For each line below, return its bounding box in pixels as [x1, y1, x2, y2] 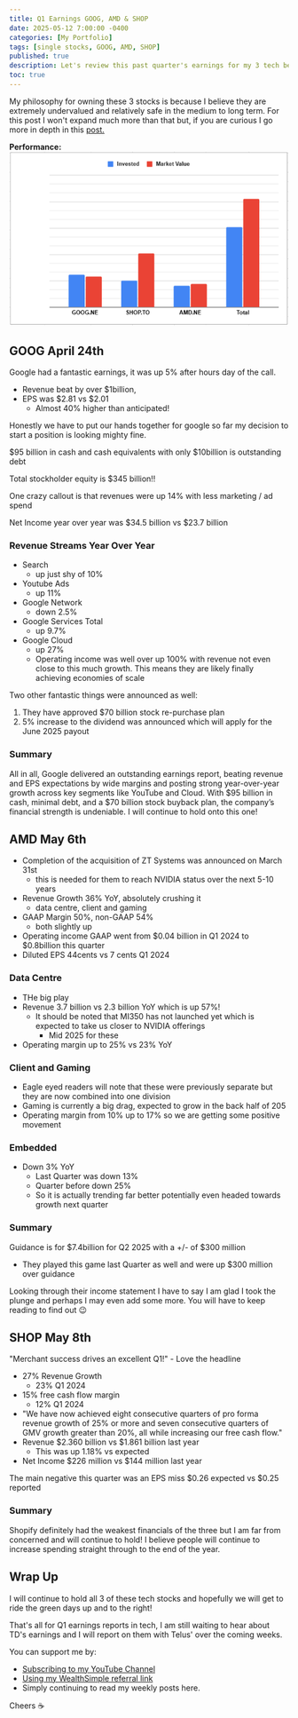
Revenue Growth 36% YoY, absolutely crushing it [21, 893, 201, 904]
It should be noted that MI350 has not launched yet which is [35, 1010, 255, 1021]
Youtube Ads [21, 578, 70, 590]
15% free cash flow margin [21, 1389, 121, 1400]
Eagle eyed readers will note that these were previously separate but [21, 1081, 273, 1092]
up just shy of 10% [35, 569, 104, 580]
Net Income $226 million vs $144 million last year [21, 1456, 202, 1467]
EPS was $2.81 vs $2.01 [21, 393, 109, 404]
